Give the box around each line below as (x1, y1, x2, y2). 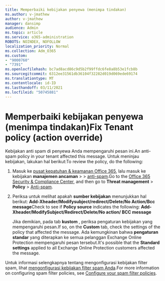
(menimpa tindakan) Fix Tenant (5, 121, 133, 133)
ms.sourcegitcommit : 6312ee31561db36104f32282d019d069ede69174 (5, 71, 138, 76)
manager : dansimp (5, 21, 41, 26)
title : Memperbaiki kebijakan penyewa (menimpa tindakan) (5, 7, 127, 12)
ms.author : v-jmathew (5, 12, 50, 17)
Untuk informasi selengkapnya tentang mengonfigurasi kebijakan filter (5, 260, 148, 266)
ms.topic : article (5, 30, 43, 35)
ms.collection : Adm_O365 (5, 48, 56, 53)
